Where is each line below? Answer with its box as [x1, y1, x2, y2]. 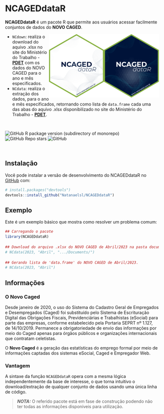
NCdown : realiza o [12, 34, 45, 40]
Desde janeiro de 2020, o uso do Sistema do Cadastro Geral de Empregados [5, 305, 159, 310]
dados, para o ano [12, 96, 49, 102]
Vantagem [5, 362, 30, 369]
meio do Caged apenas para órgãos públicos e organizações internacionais [5, 331, 157, 336]
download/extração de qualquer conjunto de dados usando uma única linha [5, 384, 157, 390]
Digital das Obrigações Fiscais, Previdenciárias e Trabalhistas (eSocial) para [5, 315, 158, 320]
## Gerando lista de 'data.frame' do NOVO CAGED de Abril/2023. [5, 260, 139, 265]
